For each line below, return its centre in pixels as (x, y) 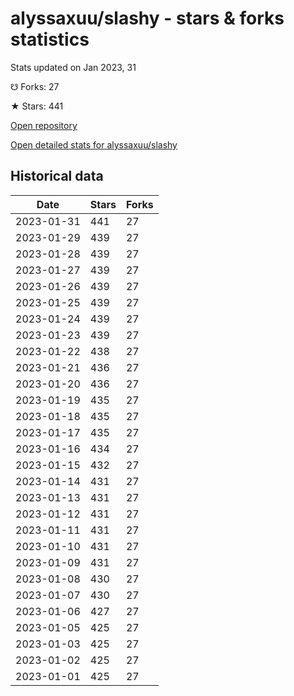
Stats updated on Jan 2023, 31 (73, 67)
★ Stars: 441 (37, 106)
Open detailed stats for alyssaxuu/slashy (94, 144)
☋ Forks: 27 (35, 86)
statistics (50, 39)
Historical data (57, 176)
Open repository (44, 125)
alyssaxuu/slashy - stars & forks (147, 18)
